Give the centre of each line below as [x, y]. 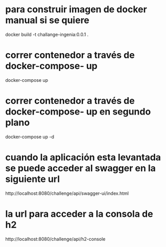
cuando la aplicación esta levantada [83, 158]
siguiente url [33, 179]
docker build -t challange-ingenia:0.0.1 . [47, 34]
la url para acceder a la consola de [79, 214]
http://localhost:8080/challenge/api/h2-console [55, 239]
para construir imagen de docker [76, 9]
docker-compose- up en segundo [78, 112]
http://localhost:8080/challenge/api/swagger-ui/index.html [67, 193]
